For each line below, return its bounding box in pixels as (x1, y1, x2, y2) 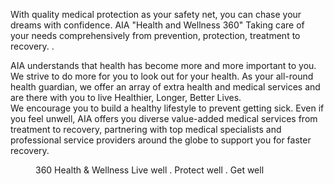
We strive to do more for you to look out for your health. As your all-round (10, 70, 314, 82)
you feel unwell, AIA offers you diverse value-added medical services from (10, 113, 318, 124)
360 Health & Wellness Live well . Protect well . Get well (35, 164, 265, 176)
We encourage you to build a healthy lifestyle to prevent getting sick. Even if (10, 102, 325, 114)
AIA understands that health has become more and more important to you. (10, 60, 317, 71)
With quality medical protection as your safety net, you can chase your (10, 9, 302, 20)
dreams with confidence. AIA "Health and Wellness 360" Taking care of (10, 19, 305, 31)
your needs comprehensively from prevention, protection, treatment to (10, 30, 301, 41)
